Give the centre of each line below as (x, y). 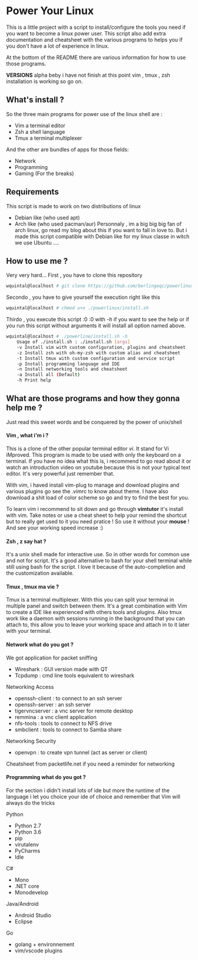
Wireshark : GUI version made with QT (61, 669)
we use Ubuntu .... (37, 242)
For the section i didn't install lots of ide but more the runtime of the (88, 790)
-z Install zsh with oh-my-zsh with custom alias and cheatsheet (99, 353)
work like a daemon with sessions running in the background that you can (96, 618)
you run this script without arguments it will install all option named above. (96, 326)
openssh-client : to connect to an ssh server (68, 698)
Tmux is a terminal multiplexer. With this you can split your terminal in (90, 600)
